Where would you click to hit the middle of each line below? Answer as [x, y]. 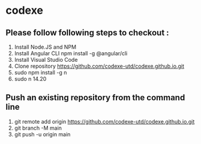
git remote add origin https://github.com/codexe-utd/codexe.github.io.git [104, 121]
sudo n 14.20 [30, 79]
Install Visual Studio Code [46, 60]
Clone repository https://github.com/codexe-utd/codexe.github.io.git [99, 66]
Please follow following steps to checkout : [87, 33]
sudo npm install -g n [40, 72]
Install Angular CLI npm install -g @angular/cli [71, 53]
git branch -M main [38, 128]
